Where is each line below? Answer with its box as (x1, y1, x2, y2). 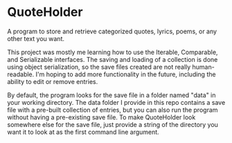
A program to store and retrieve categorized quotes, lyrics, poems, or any (7, 27, 217, 35)
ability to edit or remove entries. (7, 77, 98, 85)
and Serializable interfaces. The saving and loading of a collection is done (7, 55, 218, 63)
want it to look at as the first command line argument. (7, 128, 159, 136)
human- (192, 62, 215, 71)
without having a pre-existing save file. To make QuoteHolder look (7, 112, 196, 121)
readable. (7, 70, 35, 78)
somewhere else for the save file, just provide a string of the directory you (7, 120, 218, 128)
